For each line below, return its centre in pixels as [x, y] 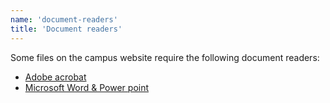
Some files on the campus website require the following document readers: [165, 57]
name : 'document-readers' [64, 19]
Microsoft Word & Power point [87, 87]
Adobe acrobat [55, 77]
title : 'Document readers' [66, 29]
